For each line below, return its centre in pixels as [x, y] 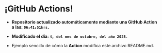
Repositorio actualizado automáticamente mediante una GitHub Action [84, 22]
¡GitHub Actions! [39, 9]
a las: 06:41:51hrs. [31, 27]
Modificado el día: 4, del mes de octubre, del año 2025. [70, 36]
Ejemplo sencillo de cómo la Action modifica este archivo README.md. [83, 45]
